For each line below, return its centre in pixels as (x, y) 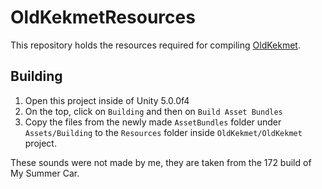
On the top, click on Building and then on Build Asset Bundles (153, 111)
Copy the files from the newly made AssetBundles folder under (153, 122)
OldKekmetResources (103, 17)
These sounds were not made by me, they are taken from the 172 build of (161, 162)
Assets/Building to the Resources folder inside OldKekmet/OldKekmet (163, 132)
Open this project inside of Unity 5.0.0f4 (107, 100)
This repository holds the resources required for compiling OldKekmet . (155, 45)
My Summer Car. (45, 173)
